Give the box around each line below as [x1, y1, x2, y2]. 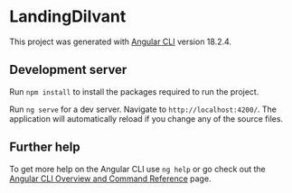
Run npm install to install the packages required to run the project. [9, 86, 259, 96]
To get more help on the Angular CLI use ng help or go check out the [9, 163, 266, 174]
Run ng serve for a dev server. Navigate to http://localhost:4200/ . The [9, 104, 278, 115]
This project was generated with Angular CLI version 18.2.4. [9, 36, 232, 47]
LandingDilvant [9, 6, 127, 27]
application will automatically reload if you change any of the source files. [9, 113, 283, 124]
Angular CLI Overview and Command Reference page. [9, 173, 212, 184]
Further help [9, 140, 81, 155]
